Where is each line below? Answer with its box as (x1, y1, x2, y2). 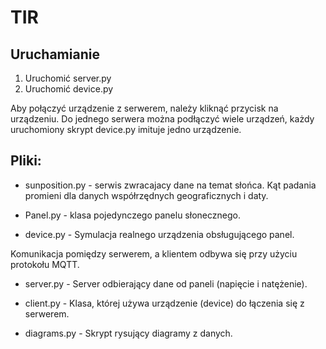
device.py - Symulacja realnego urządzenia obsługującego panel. (24, 228, 295, 240)
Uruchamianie (10, 46, 100, 63)
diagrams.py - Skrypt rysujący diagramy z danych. (24, 327, 233, 339)
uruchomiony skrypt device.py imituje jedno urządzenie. (10, 124, 242, 135)
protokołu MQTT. (10, 258, 80, 270)
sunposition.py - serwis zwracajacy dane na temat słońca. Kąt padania (24, 179, 317, 191)
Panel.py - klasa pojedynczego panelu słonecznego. (24, 209, 241, 221)
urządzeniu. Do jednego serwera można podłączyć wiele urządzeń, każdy (10, 113, 315, 125)
